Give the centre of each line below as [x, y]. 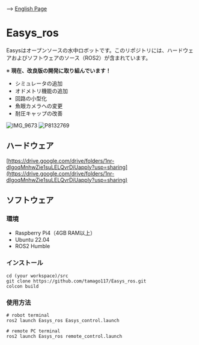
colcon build [23, 286]
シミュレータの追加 [39, 83]
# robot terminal [28, 316]
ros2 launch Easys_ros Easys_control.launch [63, 321]
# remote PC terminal [33, 331]
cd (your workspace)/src [37, 276]
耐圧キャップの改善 [39, 113]
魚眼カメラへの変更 [39, 106]
